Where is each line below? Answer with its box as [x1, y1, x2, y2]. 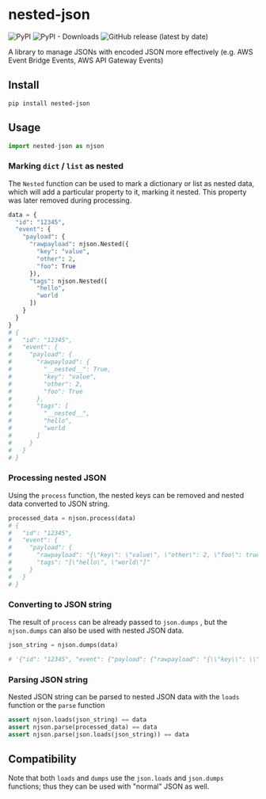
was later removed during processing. [8, 196, 132, 205]
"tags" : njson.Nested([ [28, 277, 108, 285]
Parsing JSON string [8, 674, 89, 685]
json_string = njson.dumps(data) [8, 641, 119, 649]
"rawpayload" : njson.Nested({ [28, 240, 129, 249]
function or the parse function [8, 700, 105, 710]
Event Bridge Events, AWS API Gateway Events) [8, 55, 164, 65]
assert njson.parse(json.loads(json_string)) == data [8, 730, 190, 738]
